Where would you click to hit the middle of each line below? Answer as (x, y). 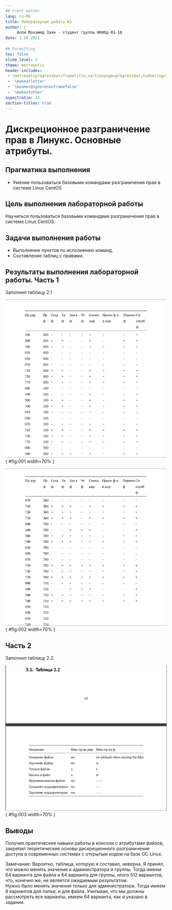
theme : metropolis (25, 65)
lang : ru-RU (18, 16)
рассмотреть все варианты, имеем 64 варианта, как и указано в (76, 897)
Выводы (19, 831)
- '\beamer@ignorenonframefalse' (43, 87)
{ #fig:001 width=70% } (30, 461)
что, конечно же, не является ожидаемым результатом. (67, 880)
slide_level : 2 (21, 60)
